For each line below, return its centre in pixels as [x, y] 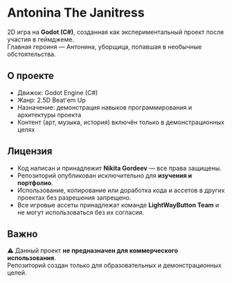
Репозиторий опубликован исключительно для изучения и [105, 175]
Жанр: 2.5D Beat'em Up [52, 100]
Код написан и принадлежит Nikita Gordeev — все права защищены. [119, 168]
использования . [32, 258]
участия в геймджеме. [41, 39]
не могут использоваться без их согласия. [80, 212]
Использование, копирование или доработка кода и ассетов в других [121, 190]
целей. [17, 273]
